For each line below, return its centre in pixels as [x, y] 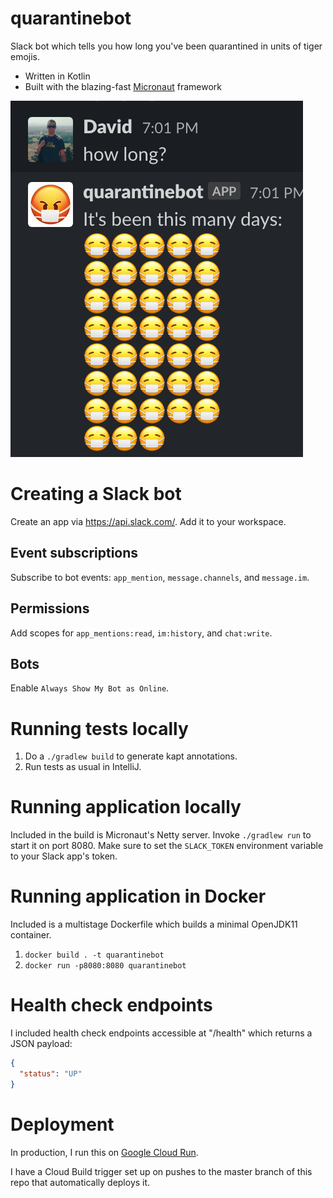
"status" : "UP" [51, 1073]
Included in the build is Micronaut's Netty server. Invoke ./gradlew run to [161, 835]
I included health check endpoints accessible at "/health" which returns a [161, 1033]
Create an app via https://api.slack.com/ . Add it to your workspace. [148, 521]
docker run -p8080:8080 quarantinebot [105, 966]
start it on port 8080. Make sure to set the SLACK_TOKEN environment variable [167, 846]
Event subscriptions [74, 553]
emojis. [25, 56]
